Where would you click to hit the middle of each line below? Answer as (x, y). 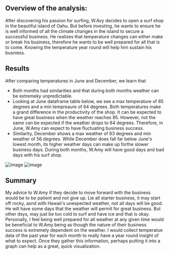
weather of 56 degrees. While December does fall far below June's (82, 139)
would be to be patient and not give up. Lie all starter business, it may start (83, 198)
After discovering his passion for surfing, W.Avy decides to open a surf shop (84, 20)
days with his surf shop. (37, 155)
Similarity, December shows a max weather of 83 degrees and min (82, 133)
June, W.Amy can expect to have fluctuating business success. (78, 128)
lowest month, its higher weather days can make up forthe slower (80, 144)
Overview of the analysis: (46, 8)
